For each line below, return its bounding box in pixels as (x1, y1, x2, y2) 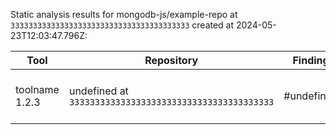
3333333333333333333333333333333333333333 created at (10, 19, 235, 31)
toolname (15, 83, 60, 96)
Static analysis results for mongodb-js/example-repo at (10, 9, 238, 20)
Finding (292, 54, 330, 67)
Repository (144, 54, 199, 67)
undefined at (68, 84, 129, 98)
